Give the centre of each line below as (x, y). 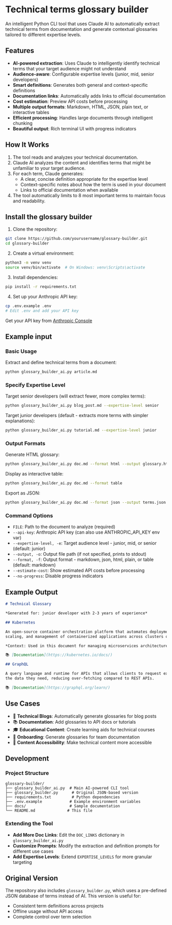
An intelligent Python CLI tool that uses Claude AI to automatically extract (82, 24)
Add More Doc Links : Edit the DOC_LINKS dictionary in (68, 835)
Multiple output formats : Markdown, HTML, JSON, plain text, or (80, 107)
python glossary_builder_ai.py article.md (51, 372)
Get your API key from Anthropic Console (49, 320)
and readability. (29, 201)
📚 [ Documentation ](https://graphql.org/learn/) (58, 687)
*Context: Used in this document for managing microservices (72, 646)
